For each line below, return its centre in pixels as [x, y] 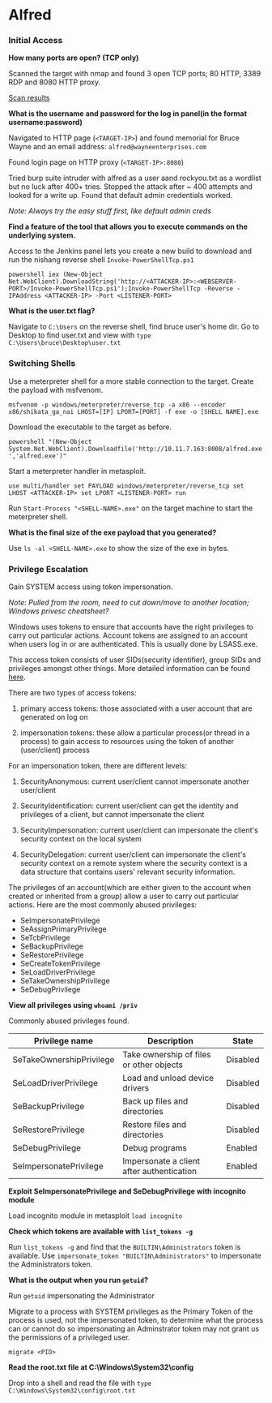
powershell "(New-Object [50, 441]
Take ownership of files [167, 1055]
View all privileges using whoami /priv [73, 1005]
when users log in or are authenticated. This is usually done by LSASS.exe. [133, 644]
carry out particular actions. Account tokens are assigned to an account [128, 635]
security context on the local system [81, 839]
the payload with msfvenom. [56, 389]
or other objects [153, 1065]
